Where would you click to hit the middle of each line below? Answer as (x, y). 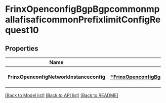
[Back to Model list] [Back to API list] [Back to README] (62, 95)
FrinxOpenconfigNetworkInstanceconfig (57, 77)
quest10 (22, 30)
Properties (22, 48)
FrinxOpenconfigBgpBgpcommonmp (83, 9)
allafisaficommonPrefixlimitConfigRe (83, 20)
